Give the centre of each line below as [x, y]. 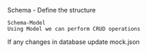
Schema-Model [27, 23]
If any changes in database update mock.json [73, 42]
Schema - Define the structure [52, 10]
